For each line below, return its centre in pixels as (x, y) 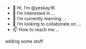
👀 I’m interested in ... (34, 13)
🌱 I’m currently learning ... (39, 18)
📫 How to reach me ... (36, 30)
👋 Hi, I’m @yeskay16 (34, 8)
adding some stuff (24, 41)
